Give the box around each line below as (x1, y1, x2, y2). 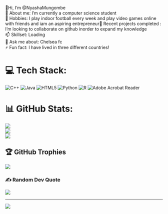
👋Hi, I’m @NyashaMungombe (5, 5, 66, 10)
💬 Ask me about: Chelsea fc (5, 39, 62, 44)
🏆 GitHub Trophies (5, 148, 66, 156)
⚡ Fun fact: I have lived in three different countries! (5, 44, 109, 50)
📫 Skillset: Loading (5, 31, 45, 37)
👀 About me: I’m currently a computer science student (5, 10, 116, 16)
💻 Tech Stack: (5, 65, 67, 76)
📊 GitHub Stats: (5, 103, 73, 114)
